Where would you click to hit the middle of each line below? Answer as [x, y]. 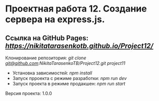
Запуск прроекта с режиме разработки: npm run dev [70, 78]
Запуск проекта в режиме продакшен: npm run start [69, 84]
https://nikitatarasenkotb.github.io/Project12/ [79, 46]
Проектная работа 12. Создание [76, 9]
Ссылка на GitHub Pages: [47, 38]
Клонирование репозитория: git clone [46, 58]
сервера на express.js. [55, 19]
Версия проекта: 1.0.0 [29, 93]
